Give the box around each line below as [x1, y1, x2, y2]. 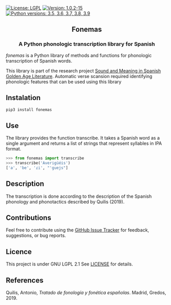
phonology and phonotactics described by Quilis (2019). [6, 198, 125, 205]
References [6, 276, 44, 284]
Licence [6, 247, 32, 256]
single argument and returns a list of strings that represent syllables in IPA [6, 140, 162, 146]
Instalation [6, 93, 41, 102]
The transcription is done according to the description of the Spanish [6, 193, 152, 199]
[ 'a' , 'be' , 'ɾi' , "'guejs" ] [6, 165, 68, 170]
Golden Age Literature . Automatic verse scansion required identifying [6, 73, 153, 79]
